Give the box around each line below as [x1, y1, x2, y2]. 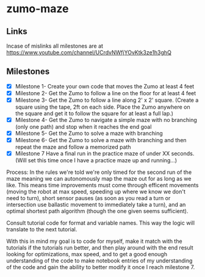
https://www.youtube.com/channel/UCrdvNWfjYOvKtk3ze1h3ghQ [6, 49, 172, 56]
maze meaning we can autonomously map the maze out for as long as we [6, 175, 192, 182]
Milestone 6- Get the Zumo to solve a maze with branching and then [15, 137, 187, 144]
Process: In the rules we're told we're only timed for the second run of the [6, 168, 192, 176]
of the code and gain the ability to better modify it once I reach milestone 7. [6, 264, 195, 271]
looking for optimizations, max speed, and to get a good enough [6, 251, 168, 258]
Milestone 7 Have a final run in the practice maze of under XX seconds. [15, 150, 195, 157]
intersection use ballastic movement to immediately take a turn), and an [6, 201, 186, 209]
